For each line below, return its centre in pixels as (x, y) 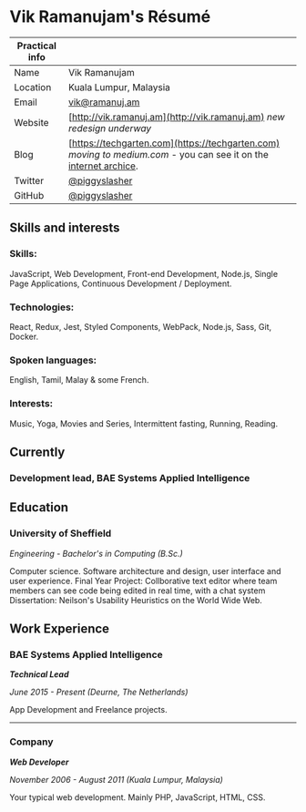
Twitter (29, 180)
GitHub (29, 195)
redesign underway (110, 128)
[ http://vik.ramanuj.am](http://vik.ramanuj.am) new (176, 117)
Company (31, 742)
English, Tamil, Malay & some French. (79, 380)
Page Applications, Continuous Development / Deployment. (121, 283)
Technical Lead (39, 674)
